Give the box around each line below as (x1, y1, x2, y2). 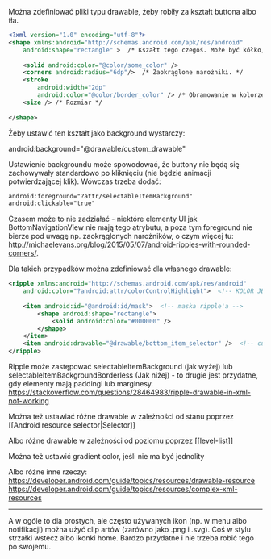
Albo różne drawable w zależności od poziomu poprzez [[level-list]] (8, 436, 234, 445)
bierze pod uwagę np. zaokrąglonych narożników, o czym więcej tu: (8, 232, 234, 241)
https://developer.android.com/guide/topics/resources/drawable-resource (8, 476, 256, 485)
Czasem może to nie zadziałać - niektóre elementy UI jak (8, 214, 198, 224)
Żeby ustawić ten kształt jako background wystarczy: (8, 128, 186, 138)
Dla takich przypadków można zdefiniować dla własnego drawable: (8, 264, 232, 273)
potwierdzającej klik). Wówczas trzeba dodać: (8, 177, 161, 186)
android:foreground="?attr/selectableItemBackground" (8, 192, 194, 200)
